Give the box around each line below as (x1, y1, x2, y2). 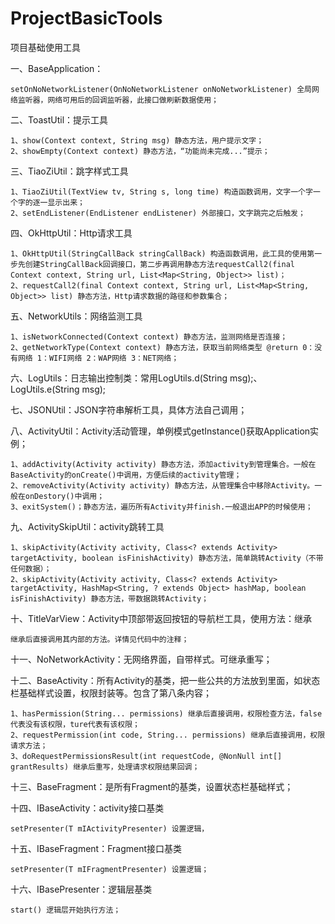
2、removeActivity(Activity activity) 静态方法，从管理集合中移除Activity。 (10, 480, 315, 491)
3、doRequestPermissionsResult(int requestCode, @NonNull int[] (10, 751, 283, 761)
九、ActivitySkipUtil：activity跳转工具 (10, 520, 165, 532)
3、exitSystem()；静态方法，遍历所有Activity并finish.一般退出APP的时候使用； (10, 502, 313, 512)
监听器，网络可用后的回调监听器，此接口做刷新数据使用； (17, 95, 219, 105)
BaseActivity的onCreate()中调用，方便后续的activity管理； (10, 470, 242, 480)
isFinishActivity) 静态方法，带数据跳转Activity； (10, 593, 209, 604)
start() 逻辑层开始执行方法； (10, 905, 122, 915)
